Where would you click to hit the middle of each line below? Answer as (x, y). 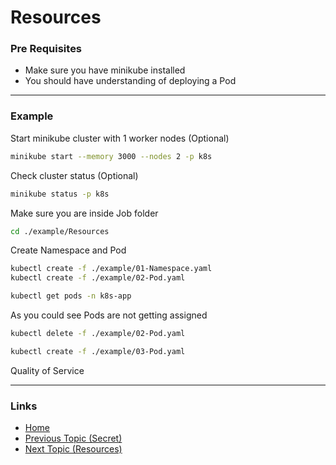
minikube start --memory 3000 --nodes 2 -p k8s (111, 156)
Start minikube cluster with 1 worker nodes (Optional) (120, 138)
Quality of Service (47, 370)
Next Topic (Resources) (73, 449)
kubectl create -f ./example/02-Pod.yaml (98, 278)
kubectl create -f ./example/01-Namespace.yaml (111, 269)
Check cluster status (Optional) (74, 175)
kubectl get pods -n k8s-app (71, 296)
